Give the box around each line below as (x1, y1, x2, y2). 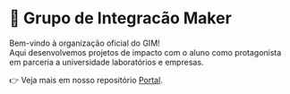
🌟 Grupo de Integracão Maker (9, 8, 233, 29)
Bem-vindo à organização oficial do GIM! (9, 38, 161, 48)
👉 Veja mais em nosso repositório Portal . (9, 74, 163, 85)
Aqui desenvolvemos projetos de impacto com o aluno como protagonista (9, 47, 282, 57)
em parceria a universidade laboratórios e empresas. (9, 56, 204, 67)
